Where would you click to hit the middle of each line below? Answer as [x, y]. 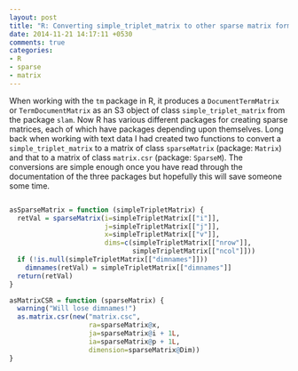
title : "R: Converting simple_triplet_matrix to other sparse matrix [141, 26]
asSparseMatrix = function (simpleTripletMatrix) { [106, 210]
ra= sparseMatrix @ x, [125, 326]
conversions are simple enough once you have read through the [126, 166]
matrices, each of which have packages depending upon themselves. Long [146, 129]
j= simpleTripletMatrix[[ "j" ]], [162, 226]
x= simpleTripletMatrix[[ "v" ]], [162, 235]
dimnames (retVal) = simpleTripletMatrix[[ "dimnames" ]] [129, 268]
